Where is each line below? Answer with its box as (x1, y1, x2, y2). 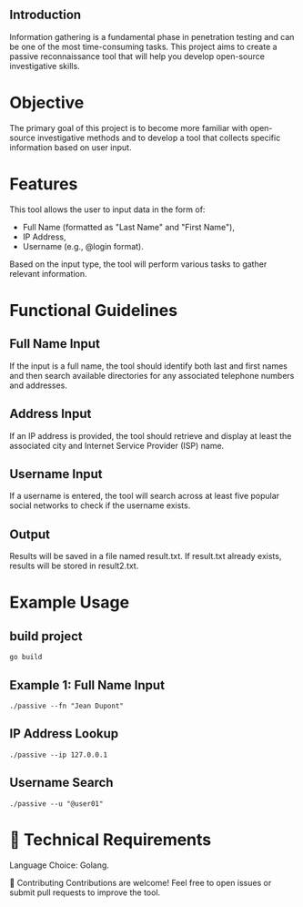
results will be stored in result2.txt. (9, 560, 139, 572)
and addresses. (9, 380, 68, 391)
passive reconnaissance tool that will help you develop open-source (9, 50, 266, 62)
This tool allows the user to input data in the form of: (9, 204, 206, 215)
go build (9, 653, 43, 662)
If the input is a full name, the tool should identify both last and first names (9, 360, 288, 372)
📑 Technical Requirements (9, 829, 212, 850)
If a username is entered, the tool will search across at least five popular (9, 491, 280, 502)
